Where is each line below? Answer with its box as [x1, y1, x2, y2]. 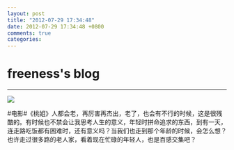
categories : [7, 36, 42, 43]
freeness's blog [7, 66, 100, 82]
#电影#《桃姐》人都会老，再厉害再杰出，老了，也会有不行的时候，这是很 [7, 109, 217, 118]
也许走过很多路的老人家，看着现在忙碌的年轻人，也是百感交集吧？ [7, 135, 196, 144]
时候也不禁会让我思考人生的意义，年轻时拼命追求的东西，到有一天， [31, 118, 227, 126]
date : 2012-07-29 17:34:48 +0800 [7, 23, 104, 30]
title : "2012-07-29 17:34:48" [7, 17, 95, 24]
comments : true [7, 29, 52, 37]
